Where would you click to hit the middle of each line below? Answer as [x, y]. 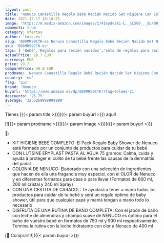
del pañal [21, 164]
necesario [22, 205]
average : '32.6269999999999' [35, 101]
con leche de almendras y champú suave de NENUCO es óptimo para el [84, 216]
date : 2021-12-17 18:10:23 [32, 19]
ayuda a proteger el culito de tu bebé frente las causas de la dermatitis [83, 158]
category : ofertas [24, 32]
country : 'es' [20, 78]
